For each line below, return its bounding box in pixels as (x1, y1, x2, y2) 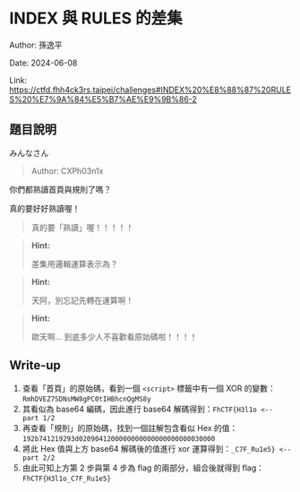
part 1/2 (21, 413, 56, 422)
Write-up (9, 358, 61, 373)
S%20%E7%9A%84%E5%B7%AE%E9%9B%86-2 (9, 93, 197, 104)
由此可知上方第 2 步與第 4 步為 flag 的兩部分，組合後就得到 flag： (21, 462, 264, 473)
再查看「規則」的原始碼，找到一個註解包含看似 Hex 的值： (21, 422, 238, 433)
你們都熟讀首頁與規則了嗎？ (9, 184, 112, 194)
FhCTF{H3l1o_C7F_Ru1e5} (21, 474, 112, 483)
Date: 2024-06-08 (9, 57, 78, 68)
